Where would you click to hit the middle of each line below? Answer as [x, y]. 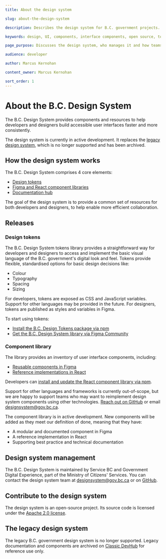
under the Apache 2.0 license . [36, 513]
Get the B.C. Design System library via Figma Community [70, 334]
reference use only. [25, 551]
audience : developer [26, 55]
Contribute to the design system [56, 496]
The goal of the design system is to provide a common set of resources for [81, 202]
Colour [19, 274]
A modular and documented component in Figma [62, 432]
